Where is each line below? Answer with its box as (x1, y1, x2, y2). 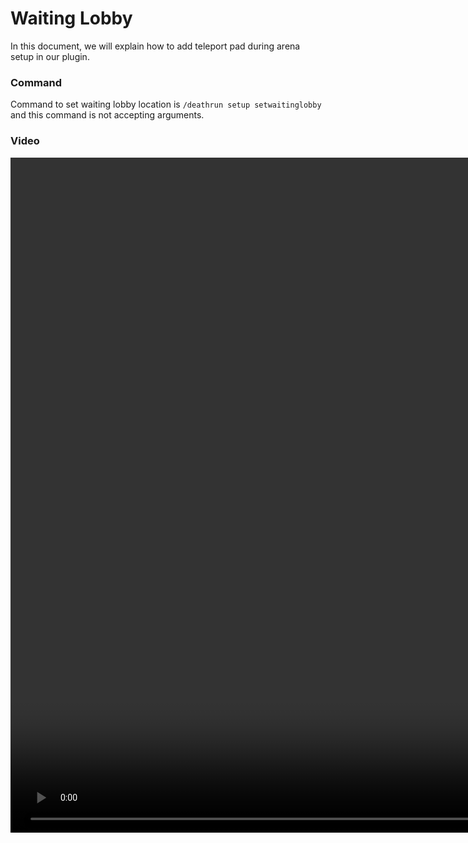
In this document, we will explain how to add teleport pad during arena (10, 40, 301, 52)
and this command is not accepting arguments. (10, 109, 205, 121)
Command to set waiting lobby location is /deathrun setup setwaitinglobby (10, 98, 322, 111)
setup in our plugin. (10, 50, 90, 62)
